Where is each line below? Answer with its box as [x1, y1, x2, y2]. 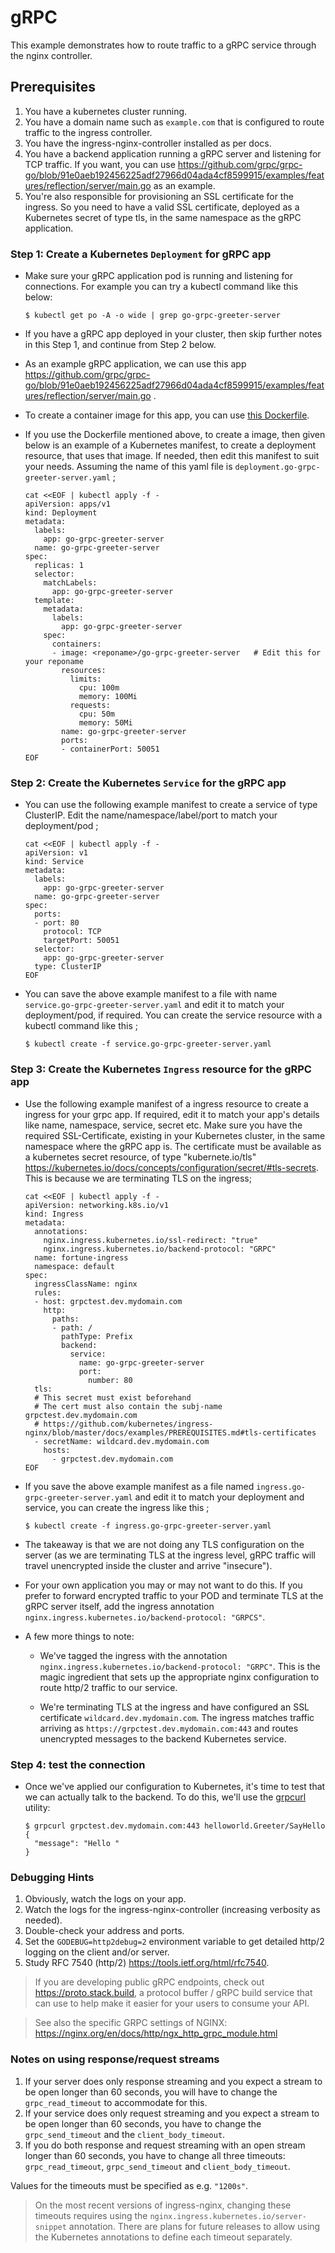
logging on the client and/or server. [24, 1946, 170, 1958]
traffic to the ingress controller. [24, 126, 153, 138]
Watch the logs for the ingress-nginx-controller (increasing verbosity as [24, 1904, 321, 1916]
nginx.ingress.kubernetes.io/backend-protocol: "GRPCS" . [24, 1611, 266, 1623]
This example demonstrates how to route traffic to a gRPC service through [10, 39, 317, 51]
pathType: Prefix [61, 1331, 133, 1341]
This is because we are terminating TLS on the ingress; [24, 1172, 252, 1184]
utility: [24, 1801, 51, 1813]
